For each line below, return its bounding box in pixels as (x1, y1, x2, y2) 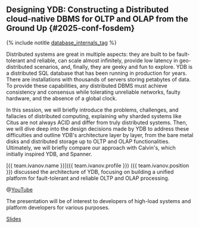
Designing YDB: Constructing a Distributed (6, 5, 169, 15)
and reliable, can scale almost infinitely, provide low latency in (26, 56, 178, 64)
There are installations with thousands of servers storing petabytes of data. (6, 75, 191, 83)
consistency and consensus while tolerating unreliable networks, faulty (6, 88, 181, 96)
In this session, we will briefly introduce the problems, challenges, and (6, 106, 179, 113)
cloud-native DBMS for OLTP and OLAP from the (6, 14, 189, 24)
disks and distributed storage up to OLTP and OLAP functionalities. (6, 138, 170, 145)
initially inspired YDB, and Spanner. (6, 150, 92, 157)
